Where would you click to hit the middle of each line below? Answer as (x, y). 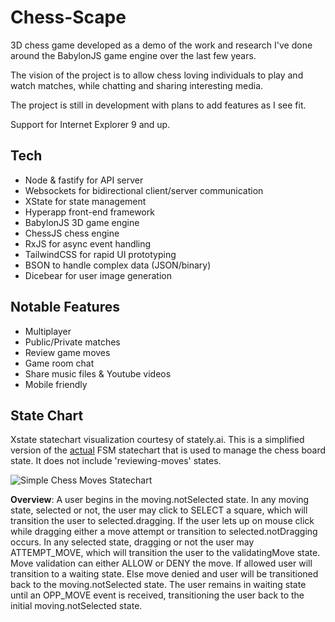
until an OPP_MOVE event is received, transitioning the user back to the (157, 595)
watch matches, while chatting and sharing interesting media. (137, 85)
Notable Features (65, 307)
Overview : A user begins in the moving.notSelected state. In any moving (160, 500)
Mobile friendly (56, 384)
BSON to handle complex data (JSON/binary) (118, 265)
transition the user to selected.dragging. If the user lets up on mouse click (162, 521)
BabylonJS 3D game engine (82, 222)
